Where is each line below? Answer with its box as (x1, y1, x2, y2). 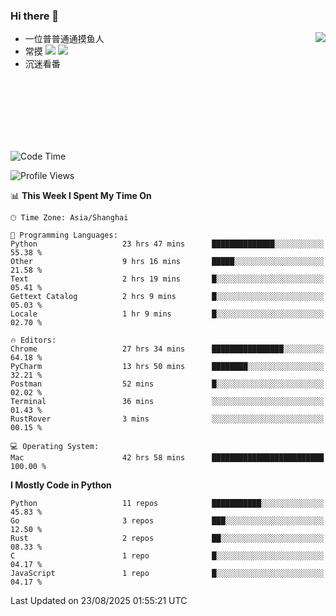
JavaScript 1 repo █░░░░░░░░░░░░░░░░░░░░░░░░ (10, 569, 325, 579)
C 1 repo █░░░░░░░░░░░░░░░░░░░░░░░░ (10, 551, 325, 561)
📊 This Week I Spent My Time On (10, 190, 152, 202)
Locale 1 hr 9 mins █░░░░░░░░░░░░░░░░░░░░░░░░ (10, 309, 325, 319)
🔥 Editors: (10, 335, 57, 346)
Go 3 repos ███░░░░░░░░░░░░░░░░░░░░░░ (10, 516, 325, 526)
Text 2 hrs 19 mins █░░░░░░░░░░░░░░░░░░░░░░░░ (10, 274, 325, 284)
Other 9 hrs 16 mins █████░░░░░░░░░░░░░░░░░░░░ (10, 257, 325, 267)
